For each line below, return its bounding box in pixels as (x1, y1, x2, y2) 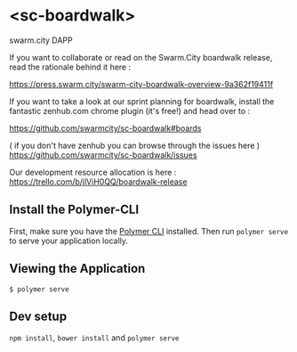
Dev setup (9, 308, 68, 323)
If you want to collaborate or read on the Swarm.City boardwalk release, (9, 52, 273, 62)
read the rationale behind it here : (9, 61, 132, 72)
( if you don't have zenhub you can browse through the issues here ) (9, 140, 261, 151)
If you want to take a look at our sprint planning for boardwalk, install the (9, 95, 275, 107)
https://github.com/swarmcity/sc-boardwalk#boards (9, 122, 202, 134)
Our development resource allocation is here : (9, 167, 177, 177)
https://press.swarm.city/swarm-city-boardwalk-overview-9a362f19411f (9, 78, 274, 89)
